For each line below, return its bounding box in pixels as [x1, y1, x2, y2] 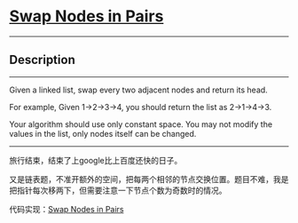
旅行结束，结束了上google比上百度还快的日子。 [9, 155, 183, 165]
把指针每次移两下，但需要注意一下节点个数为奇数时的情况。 [9, 185, 227, 195]
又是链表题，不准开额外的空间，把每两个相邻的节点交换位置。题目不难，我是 [9, 173, 289, 184]
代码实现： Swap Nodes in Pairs [9, 203, 124, 214]
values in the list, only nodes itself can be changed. [9, 128, 197, 139]
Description [9, 52, 75, 68]
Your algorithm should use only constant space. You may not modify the [9, 118, 273, 130]
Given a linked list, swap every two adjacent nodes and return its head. [9, 84, 268, 95]
